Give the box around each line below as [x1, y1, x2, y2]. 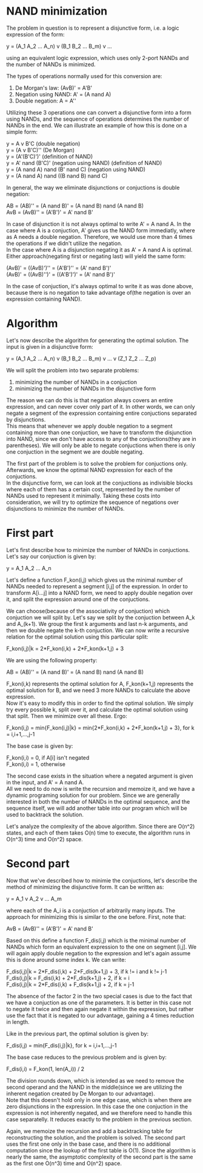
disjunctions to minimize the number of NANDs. [6, 505, 125, 512]
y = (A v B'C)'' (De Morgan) [6, 146, 75, 153]
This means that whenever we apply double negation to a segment [6, 422, 173, 429]
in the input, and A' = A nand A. [6, 778, 84, 786]
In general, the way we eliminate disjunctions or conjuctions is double [6, 184, 180, 191]
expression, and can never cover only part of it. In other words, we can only [6, 403, 195, 410]
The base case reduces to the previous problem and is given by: [6, 1054, 167, 1061]
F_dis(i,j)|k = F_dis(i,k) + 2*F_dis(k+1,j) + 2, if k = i [6, 974, 130, 981]
